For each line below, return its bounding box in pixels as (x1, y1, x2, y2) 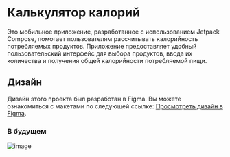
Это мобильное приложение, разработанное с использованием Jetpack (7, 27, 220, 36)
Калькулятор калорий (7, 5, 141, 21)
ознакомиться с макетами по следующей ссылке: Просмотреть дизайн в (7, 101, 223, 110)
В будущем (7, 126, 47, 136)
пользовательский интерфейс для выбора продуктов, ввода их (7, 49, 193, 58)
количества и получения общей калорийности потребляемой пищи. (7, 56, 207, 64)
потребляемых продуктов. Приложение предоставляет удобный (7, 42, 197, 50)
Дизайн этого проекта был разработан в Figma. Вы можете (7, 95, 182, 103)
